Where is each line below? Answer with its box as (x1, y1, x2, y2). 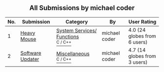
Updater (20, 55, 40, 62)
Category (65, 18, 88, 25)
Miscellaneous (56, 50, 90, 57)
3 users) (128, 58, 148, 65)
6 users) (128, 38, 148, 45)
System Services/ (56, 27, 97, 34)
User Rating (128, 18, 157, 25)
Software (20, 50, 41, 56)
